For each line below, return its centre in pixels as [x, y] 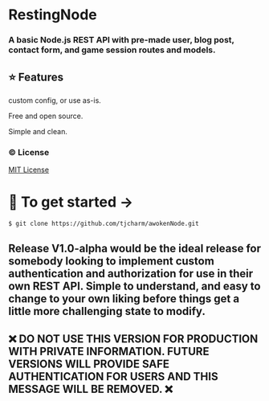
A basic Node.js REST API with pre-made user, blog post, [121, 40]
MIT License [29, 170]
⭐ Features [36, 77]
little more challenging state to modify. [107, 311]
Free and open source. [46, 116]
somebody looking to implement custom [111, 262]
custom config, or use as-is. [55, 100]
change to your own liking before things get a [124, 299]
